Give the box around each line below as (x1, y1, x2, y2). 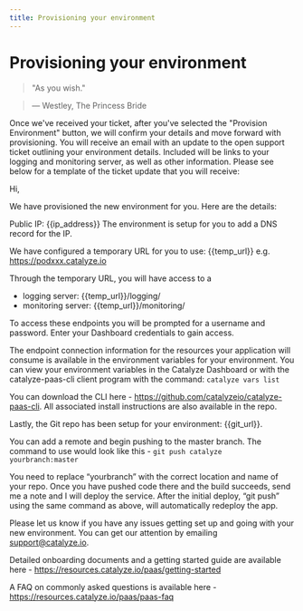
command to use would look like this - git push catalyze (9, 445, 223, 456)
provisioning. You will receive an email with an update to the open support (9, 137, 285, 148)
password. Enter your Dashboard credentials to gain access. (9, 327, 235, 338)
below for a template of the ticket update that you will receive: (9, 165, 240, 177)
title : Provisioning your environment (9, 13, 156, 23)
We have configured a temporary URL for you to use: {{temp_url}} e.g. (9, 246, 270, 257)
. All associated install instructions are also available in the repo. (39, 401, 278, 412)
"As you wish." (31, 82, 86, 93)
